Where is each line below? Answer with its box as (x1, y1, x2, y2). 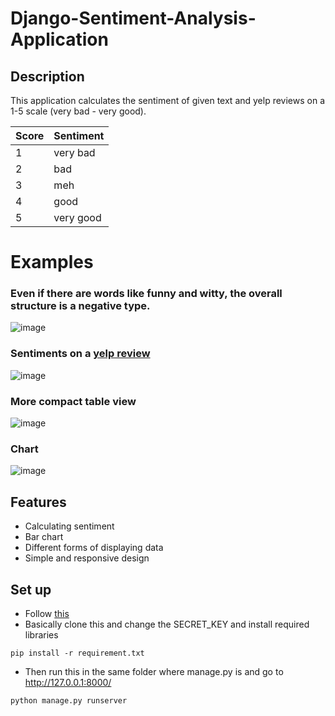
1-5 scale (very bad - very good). (10, 105, 147, 117)
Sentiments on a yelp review (10, 347, 151, 361)
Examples (10, 251, 94, 274)
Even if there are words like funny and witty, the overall (10, 287, 283, 301)
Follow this (24, 608, 70, 619)
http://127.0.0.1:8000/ (24, 677, 112, 688)
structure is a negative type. (10, 299, 151, 313)
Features (10, 493, 67, 511)
